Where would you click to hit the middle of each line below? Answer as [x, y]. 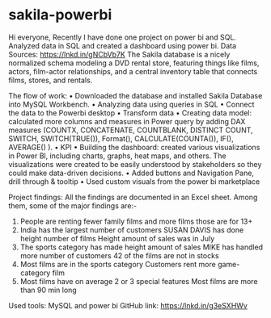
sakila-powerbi [60, 15]
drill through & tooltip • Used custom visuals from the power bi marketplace [134, 181]
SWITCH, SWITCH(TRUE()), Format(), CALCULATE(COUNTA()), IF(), [121, 138]
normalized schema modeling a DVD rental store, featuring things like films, [134, 63]
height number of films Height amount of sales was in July [117, 238]
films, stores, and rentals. [51, 80]
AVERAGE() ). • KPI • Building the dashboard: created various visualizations [134, 147]
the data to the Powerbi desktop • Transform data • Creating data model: [130, 113]
